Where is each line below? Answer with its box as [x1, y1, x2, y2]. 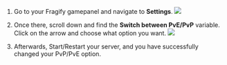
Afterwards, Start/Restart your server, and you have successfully [13, 42, 199, 50]
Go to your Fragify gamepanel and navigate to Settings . [13, 8, 173, 15]
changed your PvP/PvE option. [13, 50, 102, 58]
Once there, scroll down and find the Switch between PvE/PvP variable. [13, 21, 220, 29]
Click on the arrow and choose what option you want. [13, 29, 167, 37]
